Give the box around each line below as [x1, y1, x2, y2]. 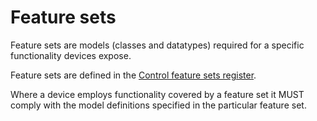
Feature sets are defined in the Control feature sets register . [10, 69, 257, 81]
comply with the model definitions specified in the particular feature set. [10, 99, 307, 111]
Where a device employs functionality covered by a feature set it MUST [10, 88, 305, 100]
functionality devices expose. [10, 49, 132, 61]
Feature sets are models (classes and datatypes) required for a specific [10, 39, 305, 51]
